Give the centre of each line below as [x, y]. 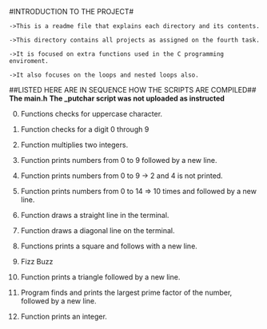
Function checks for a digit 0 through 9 [85, 129]
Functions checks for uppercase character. [92, 114]
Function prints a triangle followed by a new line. [100, 277]
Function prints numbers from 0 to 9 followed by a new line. [119, 160]
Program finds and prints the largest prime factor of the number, [126, 292]
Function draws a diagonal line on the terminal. [98, 230]
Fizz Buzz [37, 262]
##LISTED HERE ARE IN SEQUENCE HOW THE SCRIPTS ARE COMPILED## [133, 90]
